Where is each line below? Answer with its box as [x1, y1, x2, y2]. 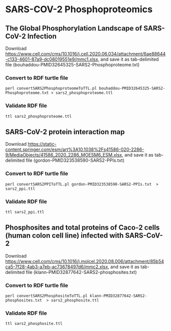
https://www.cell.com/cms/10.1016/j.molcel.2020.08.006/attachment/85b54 [5, 258, 164, 264]
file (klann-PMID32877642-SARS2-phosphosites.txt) [26, 269, 137, 275]
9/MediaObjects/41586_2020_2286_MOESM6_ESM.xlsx [5, 152, 123, 158]
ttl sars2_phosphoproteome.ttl [5, 114, 72, 119]
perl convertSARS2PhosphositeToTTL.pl [5, 293, 88, 299]
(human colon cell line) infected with [5, 231, 124, 240]
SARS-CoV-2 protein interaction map [5, 128, 125, 136]
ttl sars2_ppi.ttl [5, 210, 44, 215]
